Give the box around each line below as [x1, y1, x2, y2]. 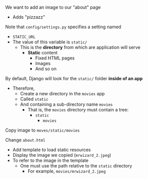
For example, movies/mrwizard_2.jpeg [27, 168, 106, 174]
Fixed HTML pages [35, 55, 75, 61]
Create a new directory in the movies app [20, 91, 105, 96]
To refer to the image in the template [12, 157, 89, 163]
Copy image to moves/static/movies [5, 127, 80, 133]
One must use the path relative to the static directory [20, 163, 132, 168]
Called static [20, 96, 49, 102]
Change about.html [5, 137, 45, 143]
